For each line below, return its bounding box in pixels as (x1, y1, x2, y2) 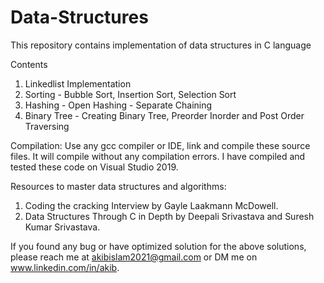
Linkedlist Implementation (24, 77, 132, 90)
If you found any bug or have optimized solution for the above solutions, (10, 240, 307, 252)
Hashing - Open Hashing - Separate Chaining (24, 99, 213, 111)
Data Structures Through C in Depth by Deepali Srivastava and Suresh (24, 210, 315, 222)
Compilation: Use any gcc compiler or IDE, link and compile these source (10, 139, 311, 151)
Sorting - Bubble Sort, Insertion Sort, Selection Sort (24, 88, 237, 100)
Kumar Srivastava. (24, 221, 101, 233)
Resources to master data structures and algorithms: (10, 180, 227, 192)
